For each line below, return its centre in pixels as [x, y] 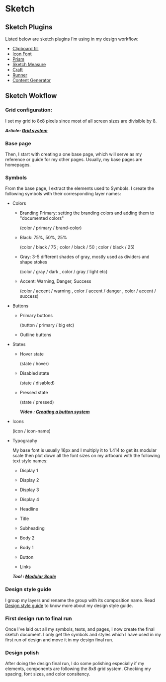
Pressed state [34, 393]
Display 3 [29, 490]
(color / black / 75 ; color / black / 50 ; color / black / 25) [77, 247]
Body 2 [27, 538]
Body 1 [27, 548]
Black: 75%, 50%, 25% [43, 238]
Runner [20, 75]
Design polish [22, 653]
